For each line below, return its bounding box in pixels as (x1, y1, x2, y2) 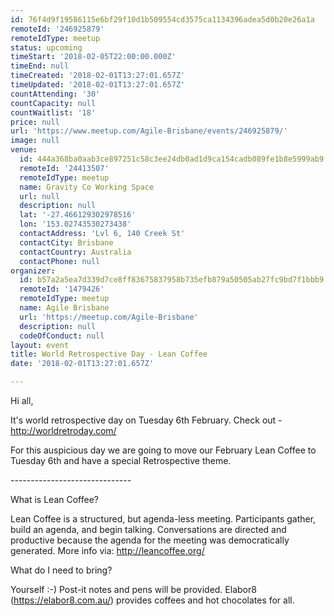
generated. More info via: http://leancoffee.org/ (10, 545, 205, 556)
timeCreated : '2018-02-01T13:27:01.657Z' (10, 71, 186, 81)
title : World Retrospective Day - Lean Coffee (10, 349, 208, 360)
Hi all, (10, 395, 34, 406)
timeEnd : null (10, 61, 70, 71)
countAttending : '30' (10, 89, 101, 99)
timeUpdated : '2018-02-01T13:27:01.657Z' (10, 80, 186, 90)
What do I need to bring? (10, 564, 113, 576)
